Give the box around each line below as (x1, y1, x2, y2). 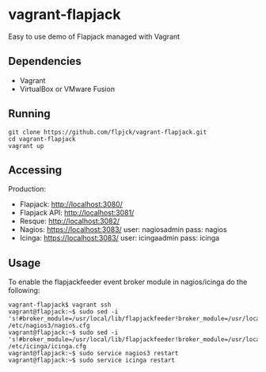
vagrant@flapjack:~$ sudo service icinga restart (8, 356, 176, 365)
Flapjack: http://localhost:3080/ (19, 199, 123, 209)
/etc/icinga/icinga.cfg (8, 343, 87, 351)
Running (8, 107, 51, 120)
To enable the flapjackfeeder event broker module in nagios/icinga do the (8, 277, 248, 287)
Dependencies (8, 55, 82, 68)
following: (8, 286, 40, 295)
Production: (8, 184, 46, 194)
